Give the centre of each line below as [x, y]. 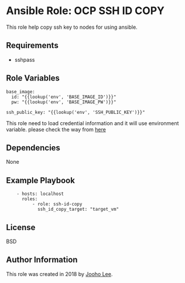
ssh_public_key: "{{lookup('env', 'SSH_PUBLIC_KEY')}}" [76, 112]
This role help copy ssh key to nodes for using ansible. [72, 27]
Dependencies [33, 148]
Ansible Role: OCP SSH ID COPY [85, 11]
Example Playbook [40, 180]
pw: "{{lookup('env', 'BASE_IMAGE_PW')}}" [64, 102]
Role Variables [33, 78]
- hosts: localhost [40, 194]
